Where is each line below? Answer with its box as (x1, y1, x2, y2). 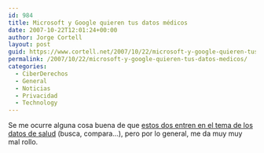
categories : (8, 63, 47, 71)
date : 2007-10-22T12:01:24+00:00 (8, 26, 118, 34)
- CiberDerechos (15, 70, 68, 78)
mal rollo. (8, 137, 38, 147)
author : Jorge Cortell (8, 33, 82, 42)
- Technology (15, 99, 58, 107)
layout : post (8, 41, 51, 49)
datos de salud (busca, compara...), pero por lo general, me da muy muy (8, 129, 243, 138)
